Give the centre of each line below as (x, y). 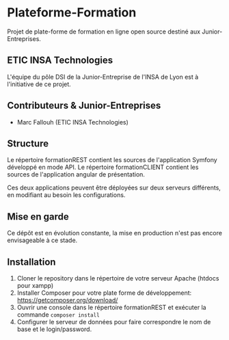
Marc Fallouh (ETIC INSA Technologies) (72, 122)
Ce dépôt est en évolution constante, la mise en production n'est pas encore (114, 233)
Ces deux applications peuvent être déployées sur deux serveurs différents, (114, 188)
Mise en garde (38, 217)
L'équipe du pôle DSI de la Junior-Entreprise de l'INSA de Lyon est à (103, 77)
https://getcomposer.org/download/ (67, 300)
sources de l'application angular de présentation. (76, 174)
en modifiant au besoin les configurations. (66, 195)
